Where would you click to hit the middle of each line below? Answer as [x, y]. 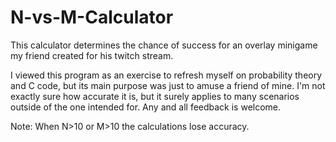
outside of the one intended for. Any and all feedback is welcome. [146, 107]
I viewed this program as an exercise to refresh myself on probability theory [166, 75]
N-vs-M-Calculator [92, 17]
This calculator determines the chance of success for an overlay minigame [164, 45]
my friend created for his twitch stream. [92, 55]
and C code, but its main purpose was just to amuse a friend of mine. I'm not [168, 85]
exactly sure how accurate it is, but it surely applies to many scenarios [155, 96]
